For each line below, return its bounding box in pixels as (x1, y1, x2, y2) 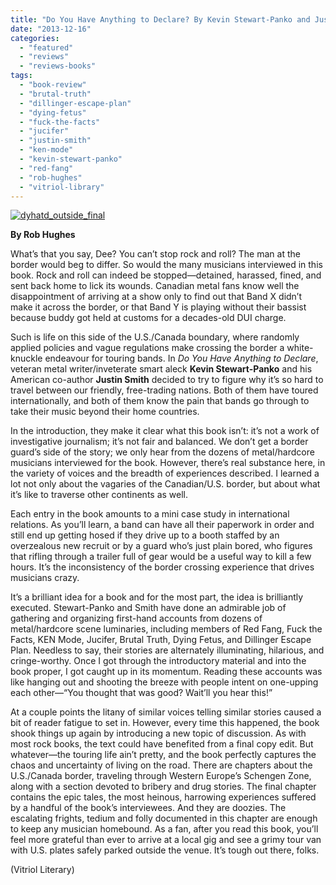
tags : (10, 71, 33, 81)
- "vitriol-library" (19, 182, 105, 192)
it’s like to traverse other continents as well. (10, 489, 189, 501)
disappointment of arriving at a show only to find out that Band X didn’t (10, 291, 303, 303)
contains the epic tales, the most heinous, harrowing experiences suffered (10, 791, 317, 803)
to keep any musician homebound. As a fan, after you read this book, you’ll (10, 823, 319, 835)
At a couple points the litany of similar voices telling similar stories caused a (10, 706, 322, 718)
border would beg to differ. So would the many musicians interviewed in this (10, 259, 323, 271)
